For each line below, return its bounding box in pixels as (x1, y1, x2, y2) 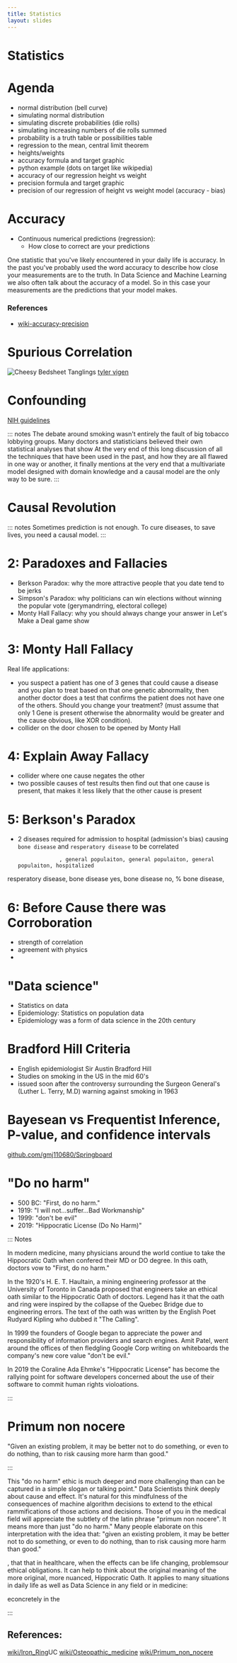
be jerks (17, 586, 42, 595)
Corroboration (7, 914, 93, 931)
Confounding (7, 392, 87, 408)
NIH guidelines (7, 416, 51, 424)
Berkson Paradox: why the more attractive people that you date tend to (17, 579, 225, 587)
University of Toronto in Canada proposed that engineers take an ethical (7, 1285, 218, 1293)
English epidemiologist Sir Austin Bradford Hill (17, 1065, 152, 1073)
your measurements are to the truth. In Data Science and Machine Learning (7, 271, 227, 279)
